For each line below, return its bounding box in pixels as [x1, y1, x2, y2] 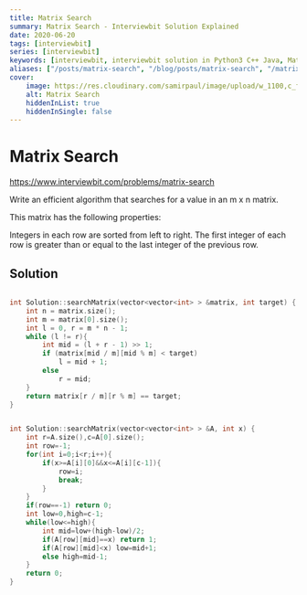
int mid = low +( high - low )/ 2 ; [42, 526, 145, 536]
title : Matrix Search [9, 13, 92, 23]
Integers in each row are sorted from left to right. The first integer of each [9, 229, 286, 240]
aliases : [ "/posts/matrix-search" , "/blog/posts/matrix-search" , [9, 65, 263, 74]
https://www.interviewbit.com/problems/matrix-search [9, 176, 215, 187]
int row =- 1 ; [26, 441, 71, 451]
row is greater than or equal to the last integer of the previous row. [9, 239, 259, 250]
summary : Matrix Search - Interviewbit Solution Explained [9, 22, 239, 31]
